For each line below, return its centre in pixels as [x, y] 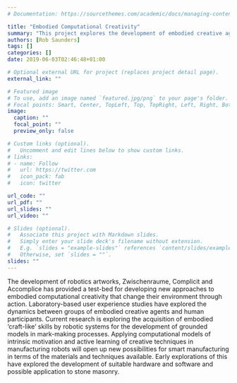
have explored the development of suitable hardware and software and [110, 364]
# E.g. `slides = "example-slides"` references [82, 248]
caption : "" [31, 118]
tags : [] [20, 47]
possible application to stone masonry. [63, 371]
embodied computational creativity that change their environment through [115, 296]
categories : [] [30, 53]
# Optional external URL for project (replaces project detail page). [113, 72]
